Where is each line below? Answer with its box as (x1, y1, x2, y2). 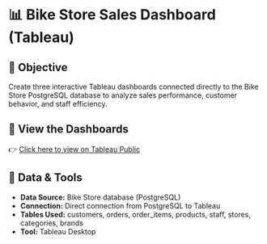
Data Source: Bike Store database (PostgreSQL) (19, 192, 181, 202)
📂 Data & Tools (8, 170, 83, 185)
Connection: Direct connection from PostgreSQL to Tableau (19, 200, 221, 210)
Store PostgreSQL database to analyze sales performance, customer (8, 90, 237, 100)
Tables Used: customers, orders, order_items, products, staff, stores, (19, 209, 251, 219)
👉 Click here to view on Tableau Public (8, 144, 140, 154)
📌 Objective (8, 61, 68, 74)
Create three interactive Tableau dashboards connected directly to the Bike (8, 82, 259, 91)
